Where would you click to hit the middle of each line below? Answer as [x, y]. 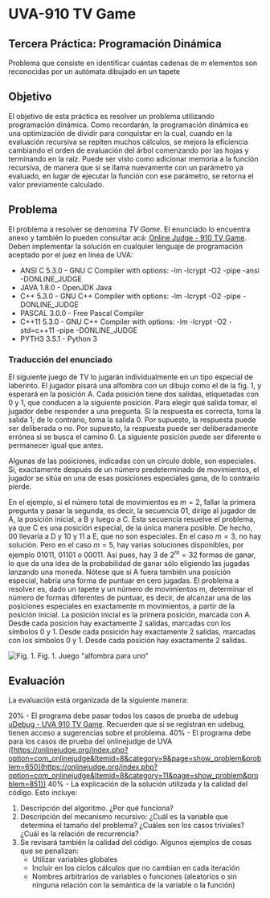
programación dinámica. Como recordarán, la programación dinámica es [129, 125]
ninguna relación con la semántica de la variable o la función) [133, 885]
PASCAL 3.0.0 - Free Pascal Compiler [82, 313]
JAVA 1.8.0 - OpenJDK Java [66, 287]
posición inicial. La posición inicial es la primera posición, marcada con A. [130, 614]
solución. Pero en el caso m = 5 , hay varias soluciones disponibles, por [126, 544]
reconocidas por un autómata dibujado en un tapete [94, 72]
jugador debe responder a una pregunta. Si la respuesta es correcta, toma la [135, 411]
